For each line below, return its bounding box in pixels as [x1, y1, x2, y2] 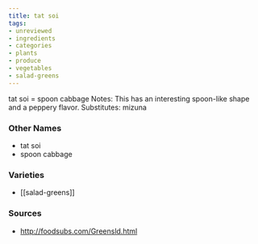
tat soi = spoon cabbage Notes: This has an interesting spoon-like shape [8, 93, 250, 103]
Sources [8, 208, 42, 219]
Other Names [8, 122, 62, 134]
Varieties [8, 169, 44, 180]
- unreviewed [8, 27, 52, 35]
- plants [8, 49, 38, 57]
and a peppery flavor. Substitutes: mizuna [8, 102, 148, 112]
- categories [8, 42, 52, 50]
